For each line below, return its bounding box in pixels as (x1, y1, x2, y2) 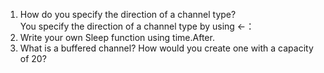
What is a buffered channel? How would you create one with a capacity (19, 42, 314, 54)
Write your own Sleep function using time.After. (19, 32, 215, 43)
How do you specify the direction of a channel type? (19, 9, 237, 20)
